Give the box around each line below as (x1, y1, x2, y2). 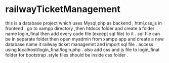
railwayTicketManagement (5, 3, 120, 15)
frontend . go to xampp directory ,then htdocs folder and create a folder (5, 25, 155, 31)
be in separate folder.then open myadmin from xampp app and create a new (5, 36, 164, 42)
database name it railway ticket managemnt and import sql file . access (5, 41, 153, 47)
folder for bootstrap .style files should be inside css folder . (5, 51, 129, 58)
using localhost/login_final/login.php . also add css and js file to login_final (5, 46, 160, 52)
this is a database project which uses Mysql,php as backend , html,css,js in (5, 20, 162, 26)
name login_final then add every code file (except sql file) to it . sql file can (5, 30, 160, 36)
